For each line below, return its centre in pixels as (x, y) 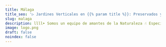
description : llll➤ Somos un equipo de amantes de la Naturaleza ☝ (76, 23)
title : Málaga (20, 10)
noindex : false (21, 37)
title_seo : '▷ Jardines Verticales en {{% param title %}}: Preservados (82, 14)
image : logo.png (22, 28)
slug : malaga (19, 19)
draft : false (19, 32)
